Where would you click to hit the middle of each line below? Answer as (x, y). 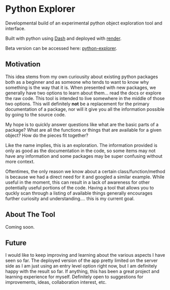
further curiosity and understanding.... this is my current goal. (70, 198)
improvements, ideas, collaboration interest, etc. (56, 282)
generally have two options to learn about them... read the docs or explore (83, 93)
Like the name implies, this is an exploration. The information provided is (81, 145)
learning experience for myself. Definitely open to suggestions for (74, 277)
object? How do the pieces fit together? (47, 135)
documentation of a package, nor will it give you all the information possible (85, 109)
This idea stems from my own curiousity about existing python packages (82, 77)
